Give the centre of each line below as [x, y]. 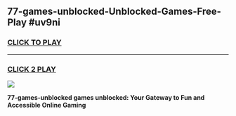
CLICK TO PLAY [34, 43]
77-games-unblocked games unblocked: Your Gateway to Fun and [106, 97]
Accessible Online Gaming [47, 105]
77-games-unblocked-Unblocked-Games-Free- [114, 12]
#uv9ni [45, 23]
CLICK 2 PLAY [32, 69]
